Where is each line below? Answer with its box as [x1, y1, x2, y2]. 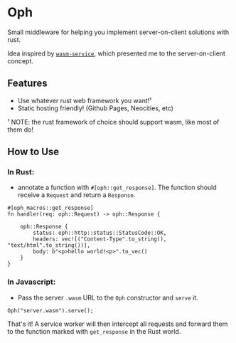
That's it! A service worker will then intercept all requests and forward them [7, 320, 228, 328]
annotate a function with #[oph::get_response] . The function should [17, 183, 217, 192]
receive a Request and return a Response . [17, 191, 136, 199]
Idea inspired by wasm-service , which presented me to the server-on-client [7, 49, 226, 58]
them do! [7, 125, 34, 134]
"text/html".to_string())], [7, 242, 91, 249]
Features [7, 78, 48, 90]
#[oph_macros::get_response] [7, 204, 94, 212]
